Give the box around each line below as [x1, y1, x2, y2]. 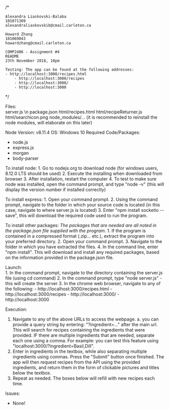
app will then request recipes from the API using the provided [12, 359, 140, 365]
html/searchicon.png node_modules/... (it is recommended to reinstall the [5, 114, 157, 120]
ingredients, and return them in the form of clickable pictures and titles [12, 365, 159, 371]
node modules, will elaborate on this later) [5, 120, 92, 125]
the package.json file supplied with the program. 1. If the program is [5, 227, 146, 234]
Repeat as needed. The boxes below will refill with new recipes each [12, 375, 155, 381]
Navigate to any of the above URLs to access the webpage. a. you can [12, 316, 159, 322]
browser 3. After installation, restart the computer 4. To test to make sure [5, 176, 157, 181]
